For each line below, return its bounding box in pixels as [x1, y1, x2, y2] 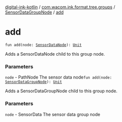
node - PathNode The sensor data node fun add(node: [5, 74, 112, 80]
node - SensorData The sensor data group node [5, 111, 101, 117]
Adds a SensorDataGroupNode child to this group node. [5, 88, 118, 94]
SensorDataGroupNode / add [5, 9, 64, 15]
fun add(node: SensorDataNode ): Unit [5, 42, 82, 47]
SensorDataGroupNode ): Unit [5, 80, 62, 84]
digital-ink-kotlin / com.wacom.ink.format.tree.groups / [5, 4, 116, 10]
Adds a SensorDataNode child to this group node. [5, 51, 105, 57]
